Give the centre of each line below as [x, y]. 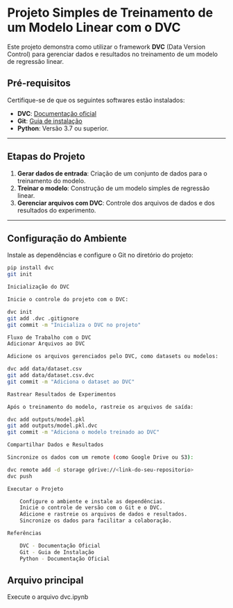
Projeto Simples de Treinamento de [110, 13]
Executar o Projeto [35, 489]
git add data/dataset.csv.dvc [51, 375]
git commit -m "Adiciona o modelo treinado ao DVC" [83, 432]
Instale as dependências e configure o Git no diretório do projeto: [101, 255]
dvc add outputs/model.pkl [46, 419]
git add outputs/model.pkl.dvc [52, 426]
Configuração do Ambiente [67, 238]
